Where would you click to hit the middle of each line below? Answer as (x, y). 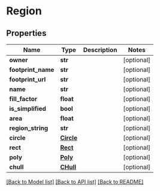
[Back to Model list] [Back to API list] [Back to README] (75, 182)
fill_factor (23, 99)
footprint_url (28, 79)
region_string (29, 128)
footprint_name (32, 70)
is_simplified (28, 109)
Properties (26, 33)
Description (100, 50)
